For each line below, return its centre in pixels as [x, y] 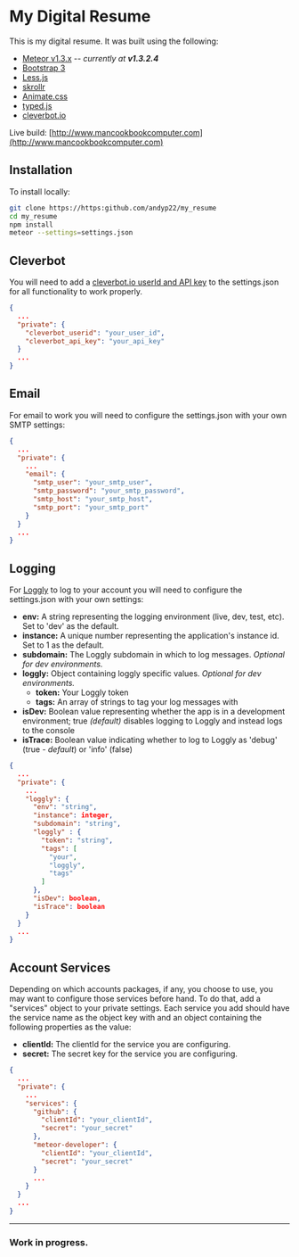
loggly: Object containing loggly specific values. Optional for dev [141, 674]
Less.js [35, 77]
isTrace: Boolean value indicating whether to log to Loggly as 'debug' [149, 740]
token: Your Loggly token [82, 692]
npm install [31, 225]
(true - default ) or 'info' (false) [77, 749]
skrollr [34, 87]
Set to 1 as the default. [63, 645]
